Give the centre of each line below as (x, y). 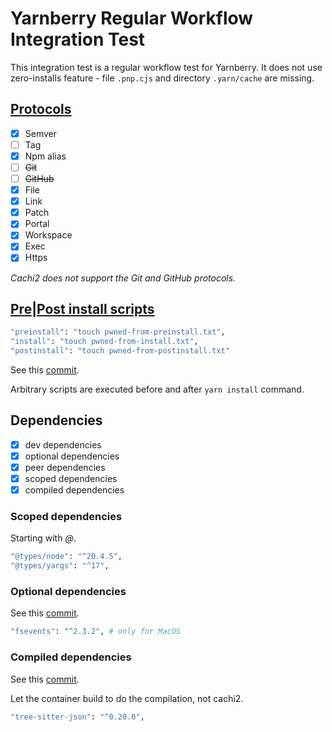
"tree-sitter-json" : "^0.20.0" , (77, 717)
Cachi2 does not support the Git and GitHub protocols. (123, 278)
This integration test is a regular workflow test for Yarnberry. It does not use (166, 67)
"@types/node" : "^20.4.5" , (66, 557)
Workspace (48, 235)
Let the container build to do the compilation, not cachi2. (127, 698)
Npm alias (45, 156)
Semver (41, 133)
